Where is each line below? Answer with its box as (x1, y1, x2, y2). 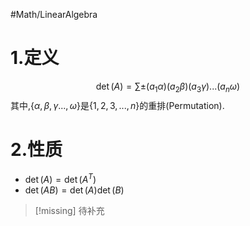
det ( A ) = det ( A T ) (24, 172, 97, 186)
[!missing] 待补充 (34, 205, 105, 217)
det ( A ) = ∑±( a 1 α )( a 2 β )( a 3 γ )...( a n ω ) (95, 80, 241, 94)
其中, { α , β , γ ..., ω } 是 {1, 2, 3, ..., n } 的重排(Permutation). (10, 99, 225, 111)
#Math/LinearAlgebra (10, 9, 98, 20)
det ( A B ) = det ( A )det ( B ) (24, 184, 125, 196)
